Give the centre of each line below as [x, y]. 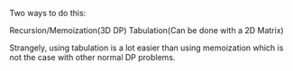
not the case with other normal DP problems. [92, 57]
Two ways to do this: [48, 13]
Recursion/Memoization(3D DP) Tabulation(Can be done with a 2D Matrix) [146, 30]
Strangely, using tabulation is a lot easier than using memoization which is [146, 48]
